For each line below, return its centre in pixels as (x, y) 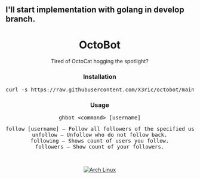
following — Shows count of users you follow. (100, 141)
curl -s (17, 89)
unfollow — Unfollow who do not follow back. (100, 135)
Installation (100, 77)
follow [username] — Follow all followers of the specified (96, 129)
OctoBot (100, 45)
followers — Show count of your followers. (100, 146)
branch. (21, 19)
